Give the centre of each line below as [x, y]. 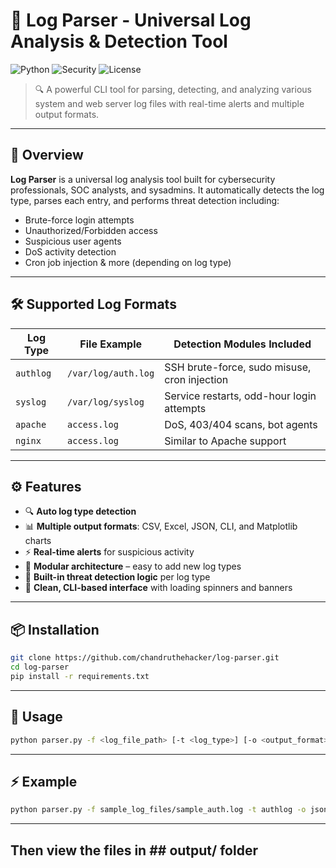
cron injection [196, 379]
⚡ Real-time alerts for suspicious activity [109, 552]
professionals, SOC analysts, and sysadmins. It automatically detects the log [167, 190]
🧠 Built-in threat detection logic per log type [117, 577]
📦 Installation [55, 629]
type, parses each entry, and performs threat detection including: [145, 200]
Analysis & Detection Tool [119, 41]
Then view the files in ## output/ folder [134, 850]
